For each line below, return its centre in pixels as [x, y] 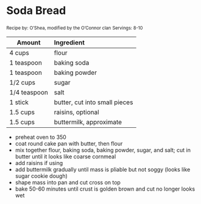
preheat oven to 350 [41, 137]
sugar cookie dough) [41, 176]
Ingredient [69, 42]
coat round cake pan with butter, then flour [69, 143]
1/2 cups [22, 82]
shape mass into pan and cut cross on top [68, 182]
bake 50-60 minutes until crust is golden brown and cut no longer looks [105, 189]
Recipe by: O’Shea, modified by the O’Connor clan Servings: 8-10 [75, 28]
